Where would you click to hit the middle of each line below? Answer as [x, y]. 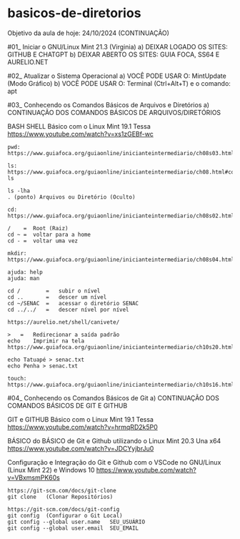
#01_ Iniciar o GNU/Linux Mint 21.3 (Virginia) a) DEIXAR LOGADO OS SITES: [118, 46]
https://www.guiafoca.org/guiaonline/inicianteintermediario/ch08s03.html [121, 153]
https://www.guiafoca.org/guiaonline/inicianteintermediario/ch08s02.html [121, 216]
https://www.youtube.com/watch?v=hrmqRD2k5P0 [83, 427]
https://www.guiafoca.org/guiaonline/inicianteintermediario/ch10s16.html [121, 385]
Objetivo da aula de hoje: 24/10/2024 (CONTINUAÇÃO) [89, 33]
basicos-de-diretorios [74, 13]
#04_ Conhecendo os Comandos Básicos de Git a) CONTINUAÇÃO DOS [113, 397]
